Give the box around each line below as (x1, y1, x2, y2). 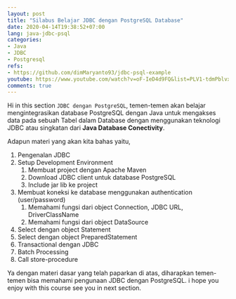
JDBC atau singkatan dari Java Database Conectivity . (7, 124, 165, 132)
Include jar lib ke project (27, 180, 98, 190)
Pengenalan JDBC (17, 151, 70, 159)
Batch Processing (17, 248, 69, 256)
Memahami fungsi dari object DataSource (27, 218, 149, 227)
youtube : (7, 75, 33, 83)
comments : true (7, 82, 52, 89)
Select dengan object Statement (17, 225, 111, 234)
